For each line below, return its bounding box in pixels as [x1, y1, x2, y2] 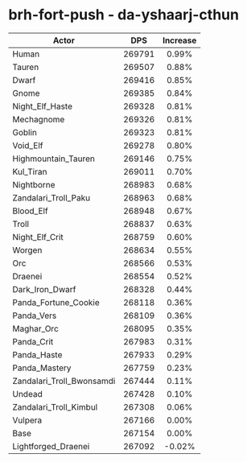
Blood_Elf [12, 205, 48, 217]
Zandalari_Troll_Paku [12, 192, 91, 203]
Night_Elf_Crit [12, 231, 64, 242]
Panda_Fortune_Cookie [12, 296, 100, 307]
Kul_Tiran [12, 166, 47, 177]
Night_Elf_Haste [12, 101, 73, 112]
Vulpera [12, 415, 43, 426]
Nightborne [12, 179, 56, 190]
